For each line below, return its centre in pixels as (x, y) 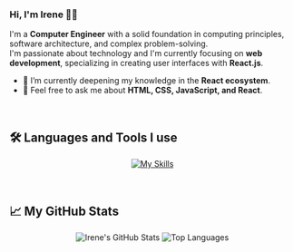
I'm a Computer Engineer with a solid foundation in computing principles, (147, 34)
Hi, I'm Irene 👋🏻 (44, 15)
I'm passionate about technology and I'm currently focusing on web (136, 53)
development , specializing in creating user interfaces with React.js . (137, 63)
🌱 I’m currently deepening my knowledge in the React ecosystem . (146, 81)
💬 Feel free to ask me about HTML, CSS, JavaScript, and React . (142, 91)
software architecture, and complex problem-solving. (109, 44)
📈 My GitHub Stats (64, 211)
